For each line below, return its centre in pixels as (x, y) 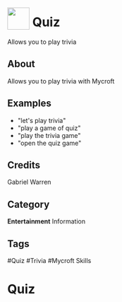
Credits (24, 165)
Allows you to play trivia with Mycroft (61, 81)
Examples (29, 104)
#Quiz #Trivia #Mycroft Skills (49, 261)
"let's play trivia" (42, 120)
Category (29, 204)
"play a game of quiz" (49, 128)
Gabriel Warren (29, 182)
